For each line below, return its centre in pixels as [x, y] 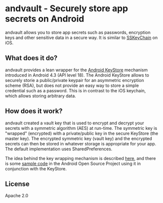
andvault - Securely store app [67, 9]
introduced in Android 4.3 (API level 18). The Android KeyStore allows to [77, 75]
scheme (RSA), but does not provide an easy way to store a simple [72, 85]
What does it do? [31, 58]
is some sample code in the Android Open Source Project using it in [73, 163]
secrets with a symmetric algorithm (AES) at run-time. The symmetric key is [81, 128]
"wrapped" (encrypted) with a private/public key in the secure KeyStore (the [82, 133]
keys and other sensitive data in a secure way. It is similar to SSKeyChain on [81, 38]
